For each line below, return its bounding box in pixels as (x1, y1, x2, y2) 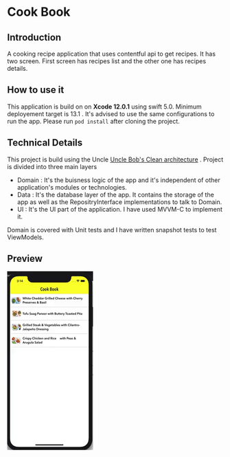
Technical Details (7, 137, 83, 148)
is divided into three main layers (7, 162, 97, 170)
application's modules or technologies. (16, 183, 127, 191)
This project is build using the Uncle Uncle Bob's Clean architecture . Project (7, 155, 224, 164)
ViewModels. (7, 233, 45, 241)
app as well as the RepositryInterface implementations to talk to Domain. (16, 197, 222, 206)
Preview (7, 253, 43, 265)
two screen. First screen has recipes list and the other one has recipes (7, 57, 207, 65)
